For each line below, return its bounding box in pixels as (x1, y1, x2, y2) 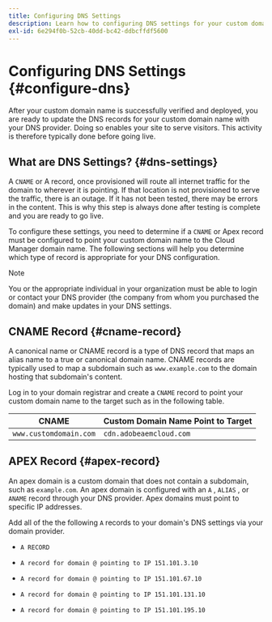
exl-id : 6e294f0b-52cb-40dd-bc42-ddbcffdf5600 (8, 27, 168, 35)
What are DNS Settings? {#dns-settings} (8, 155, 219, 168)
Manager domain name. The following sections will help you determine (8, 244, 244, 253)
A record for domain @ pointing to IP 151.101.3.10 (19, 559, 198, 567)
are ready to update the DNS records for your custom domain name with (8, 114, 249, 124)
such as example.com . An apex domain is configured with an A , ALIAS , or (8, 484, 249, 494)
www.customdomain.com (12, 428, 96, 438)
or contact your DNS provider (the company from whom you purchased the (8, 292, 259, 302)
